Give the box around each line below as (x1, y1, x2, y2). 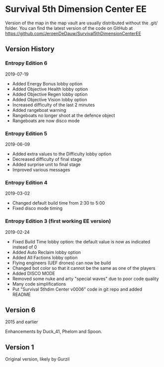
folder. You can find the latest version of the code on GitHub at (5, 25, 133, 31)
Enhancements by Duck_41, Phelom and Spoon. (5, 329, 103, 335)
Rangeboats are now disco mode (12, 118, 80, 124)
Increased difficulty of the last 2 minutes (12, 102, 95, 108)
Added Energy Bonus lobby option (12, 80, 83, 86)
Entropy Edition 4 (5, 179, 48, 186)
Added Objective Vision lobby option (12, 96, 88, 102)
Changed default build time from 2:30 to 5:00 (12, 200, 105, 206)
